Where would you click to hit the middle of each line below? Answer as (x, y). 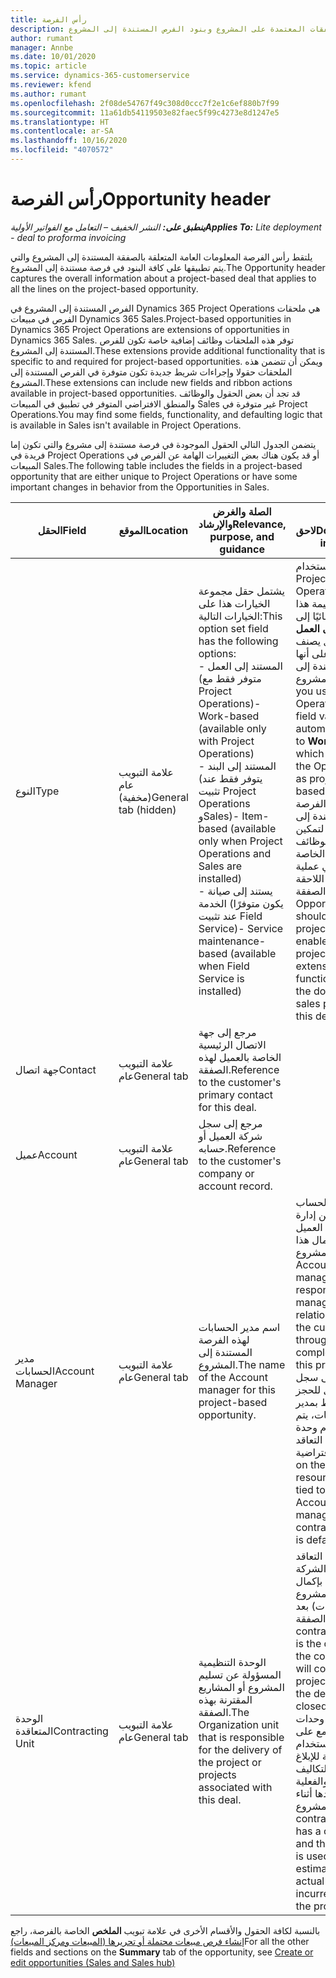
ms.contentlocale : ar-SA (62, 131)
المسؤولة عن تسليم (240, 1674)
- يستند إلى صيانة (235, 891)
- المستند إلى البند (237, 766)
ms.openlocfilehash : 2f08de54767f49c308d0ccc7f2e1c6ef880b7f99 (145, 103)
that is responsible (241, 1737)
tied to (310, 1489)
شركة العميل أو (230, 1136)
